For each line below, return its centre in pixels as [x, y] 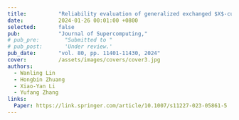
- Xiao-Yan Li [34, 86]
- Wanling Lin [34, 73]
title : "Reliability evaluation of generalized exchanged [110, 14]
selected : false [41, 27]
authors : [20, 66]
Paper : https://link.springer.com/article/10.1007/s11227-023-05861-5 [121, 106]
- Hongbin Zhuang [39, 79]
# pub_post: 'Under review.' [60, 47]
